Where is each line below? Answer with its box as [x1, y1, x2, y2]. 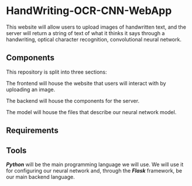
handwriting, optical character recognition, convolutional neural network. [6, 36, 181, 43]
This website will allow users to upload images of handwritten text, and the [6, 23, 186, 30]
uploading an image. [6, 86, 56, 93]
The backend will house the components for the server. [6, 97, 139, 104]
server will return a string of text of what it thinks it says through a [6, 29, 165, 36]
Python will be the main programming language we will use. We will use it [6, 161, 184, 168]
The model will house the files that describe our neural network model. [6, 108, 177, 115]
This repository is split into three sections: [6, 68, 107, 75]
